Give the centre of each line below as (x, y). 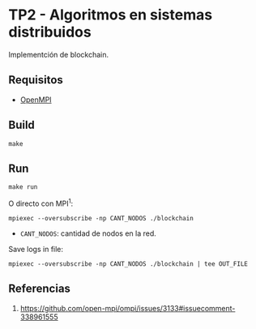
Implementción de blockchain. (59, 54)
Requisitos (36, 80)
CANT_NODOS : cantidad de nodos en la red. (88, 233)
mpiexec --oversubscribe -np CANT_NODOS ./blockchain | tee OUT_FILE (128, 264)
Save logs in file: (36, 250)
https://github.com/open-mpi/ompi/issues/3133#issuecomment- (128, 308)
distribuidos (50, 32)
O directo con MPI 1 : (41, 203)
